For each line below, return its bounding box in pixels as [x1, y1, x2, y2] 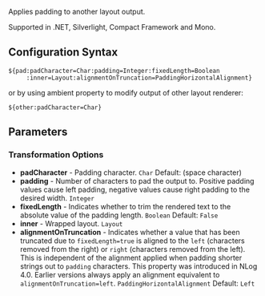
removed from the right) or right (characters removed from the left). [19, 244, 246, 253]
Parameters [8, 125, 68, 139]
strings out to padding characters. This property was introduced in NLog [19, 261, 258, 271]
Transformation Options [8, 149, 104, 160]
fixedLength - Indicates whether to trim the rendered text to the [19, 201, 231, 211]
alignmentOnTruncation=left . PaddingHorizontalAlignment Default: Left [19, 278, 255, 288]
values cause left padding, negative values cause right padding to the [19, 184, 251, 194]
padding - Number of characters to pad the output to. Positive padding [19, 176, 255, 185]
